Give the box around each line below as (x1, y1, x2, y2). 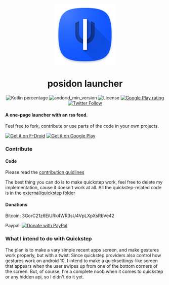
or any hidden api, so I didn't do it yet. (5, 273, 85, 280)
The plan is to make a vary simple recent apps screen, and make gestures (5, 246, 159, 253)
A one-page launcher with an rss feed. (5, 112, 88, 118)
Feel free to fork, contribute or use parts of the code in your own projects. (5, 123, 159, 129)
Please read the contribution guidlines (5, 169, 85, 175)
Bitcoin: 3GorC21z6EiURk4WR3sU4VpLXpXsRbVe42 (5, 212, 115, 219)
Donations (5, 201, 28, 207)
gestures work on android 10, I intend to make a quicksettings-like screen (5, 258, 158, 264)
